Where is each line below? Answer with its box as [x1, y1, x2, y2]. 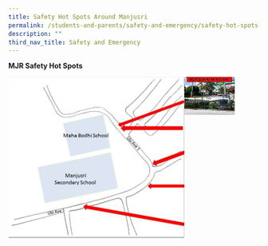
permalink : [8, 21, 45, 30]
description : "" [8, 30, 62, 38]
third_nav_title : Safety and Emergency [8, 38, 141, 46]
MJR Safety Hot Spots [8, 61, 83, 71]
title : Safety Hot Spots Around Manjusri [8, 13, 148, 21]
